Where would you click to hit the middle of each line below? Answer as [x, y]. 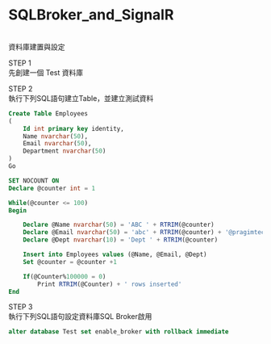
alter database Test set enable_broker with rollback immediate [119, 332]
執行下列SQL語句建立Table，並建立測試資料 [81, 98]
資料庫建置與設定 [37, 47]
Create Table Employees [48, 113]
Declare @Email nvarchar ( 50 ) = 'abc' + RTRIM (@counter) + [122, 233]
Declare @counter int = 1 [52, 188]
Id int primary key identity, [74, 128]
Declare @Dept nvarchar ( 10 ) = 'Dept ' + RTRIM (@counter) [121, 240]
